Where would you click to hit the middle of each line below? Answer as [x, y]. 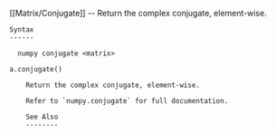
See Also [42, 117]
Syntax [22, 30]
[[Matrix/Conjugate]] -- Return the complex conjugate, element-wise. [138, 13]
